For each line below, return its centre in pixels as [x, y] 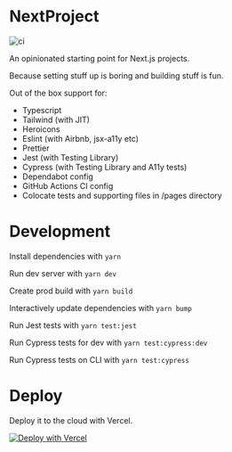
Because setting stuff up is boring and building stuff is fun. [116, 75]
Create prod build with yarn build [71, 291]
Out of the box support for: [58, 93]
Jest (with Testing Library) [70, 157]
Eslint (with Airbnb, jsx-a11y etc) [80, 138]
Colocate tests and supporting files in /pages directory [122, 195]
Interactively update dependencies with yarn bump [101, 308]
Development [60, 231]
